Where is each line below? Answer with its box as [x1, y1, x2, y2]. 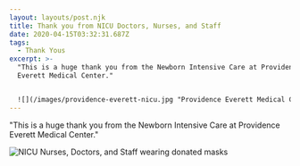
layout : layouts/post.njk [9, 12, 105, 22]
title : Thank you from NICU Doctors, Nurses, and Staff [9, 21, 221, 30]
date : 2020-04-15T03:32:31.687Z [9, 29, 129, 38]
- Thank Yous [17, 46, 66, 55]
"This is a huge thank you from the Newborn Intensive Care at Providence [9, 120, 280, 130]
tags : [9, 37, 29, 47]
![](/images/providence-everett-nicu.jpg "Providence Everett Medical [17, 95, 286, 104]
